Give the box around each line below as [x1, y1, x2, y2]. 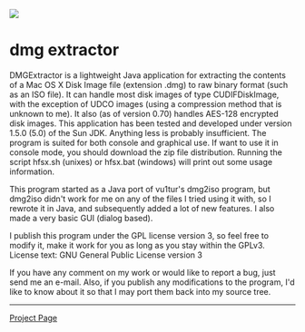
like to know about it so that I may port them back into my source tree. [9, 286, 271, 297]
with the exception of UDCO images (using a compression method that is [9, 98, 282, 109]
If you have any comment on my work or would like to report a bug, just [9, 267, 276, 278]
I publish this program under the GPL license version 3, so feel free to [9, 229, 270, 240]
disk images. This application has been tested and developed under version [9, 118, 292, 129]
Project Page [9, 312, 57, 323]
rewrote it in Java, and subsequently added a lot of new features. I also [9, 202, 275, 213]
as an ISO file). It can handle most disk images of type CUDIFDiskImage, [9, 89, 280, 100]
